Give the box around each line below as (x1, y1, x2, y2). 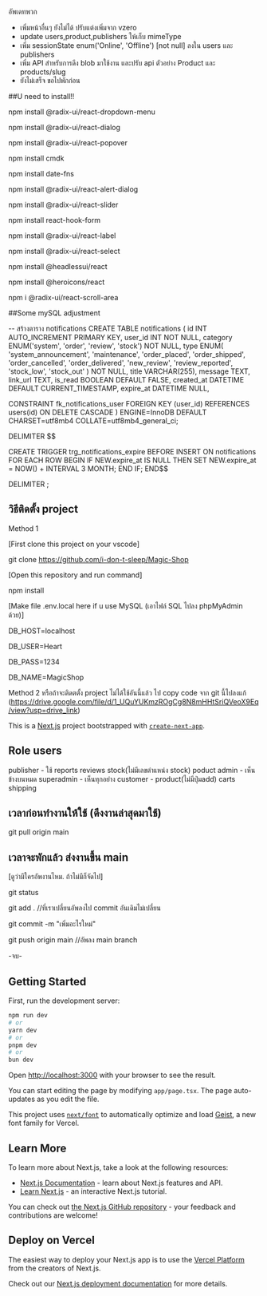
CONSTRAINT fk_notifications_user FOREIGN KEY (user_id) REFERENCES (8, 399, 249, 408)
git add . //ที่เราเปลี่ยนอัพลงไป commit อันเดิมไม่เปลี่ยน (8, 903, 162, 913)
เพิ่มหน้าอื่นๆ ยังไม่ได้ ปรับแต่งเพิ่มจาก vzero (19, 23, 137, 32)
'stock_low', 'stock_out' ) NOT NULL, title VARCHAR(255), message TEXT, (8, 367, 251, 376)
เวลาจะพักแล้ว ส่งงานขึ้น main (8, 850, 129, 864)
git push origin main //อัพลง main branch (8, 935, 138, 945)
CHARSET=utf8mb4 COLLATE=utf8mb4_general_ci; (8, 416, 179, 426)
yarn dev (8, 1026, 37, 1034)
